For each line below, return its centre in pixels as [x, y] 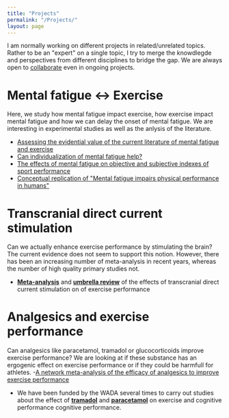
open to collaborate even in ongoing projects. [71, 67]
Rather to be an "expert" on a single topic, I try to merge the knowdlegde [109, 53]
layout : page [26, 26]
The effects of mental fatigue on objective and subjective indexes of [113, 164]
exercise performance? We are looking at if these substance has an [102, 358]
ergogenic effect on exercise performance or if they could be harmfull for [110, 365]
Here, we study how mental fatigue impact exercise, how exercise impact [110, 114]
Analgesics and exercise [78, 317]
